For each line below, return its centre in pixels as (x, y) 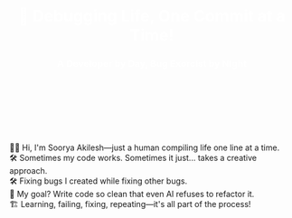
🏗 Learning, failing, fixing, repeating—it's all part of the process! (130, 204)
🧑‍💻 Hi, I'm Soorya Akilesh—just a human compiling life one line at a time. (145, 147)
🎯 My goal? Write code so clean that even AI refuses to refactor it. (132, 194)
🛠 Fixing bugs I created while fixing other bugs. (99, 181)
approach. (28, 171)
